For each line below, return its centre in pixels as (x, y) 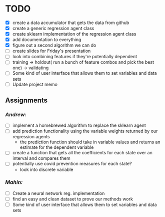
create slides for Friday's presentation (51, 51)
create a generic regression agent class (53, 28)
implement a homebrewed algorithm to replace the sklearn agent (79, 125)
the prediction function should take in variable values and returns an (90, 142)
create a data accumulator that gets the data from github (71, 23)
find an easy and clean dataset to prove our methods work (73, 199)
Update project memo (35, 84)
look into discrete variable (46, 169)
